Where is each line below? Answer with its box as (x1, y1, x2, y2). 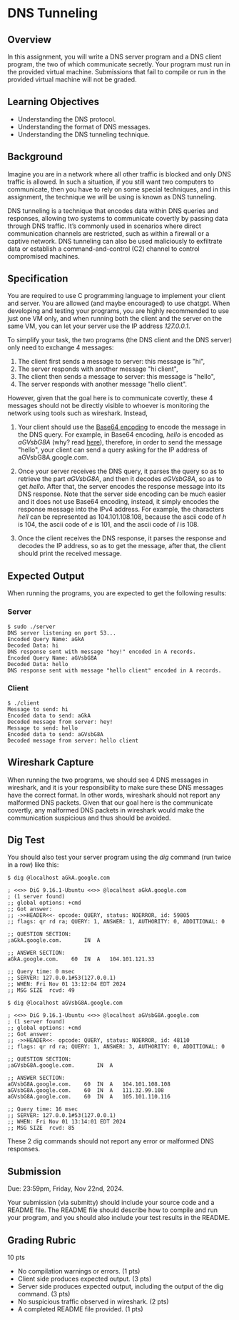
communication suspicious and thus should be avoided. (7, 813, 171, 822)
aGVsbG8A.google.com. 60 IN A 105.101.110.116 (7, 1093, 171, 1101)
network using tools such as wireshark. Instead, (7, 409, 148, 417)
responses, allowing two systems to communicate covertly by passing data (7, 214, 228, 222)
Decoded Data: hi (7, 642, 59, 649)
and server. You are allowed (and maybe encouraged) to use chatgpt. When (7, 299, 230, 308)
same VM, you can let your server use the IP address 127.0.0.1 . (7, 322, 190, 330)
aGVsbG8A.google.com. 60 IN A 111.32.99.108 (7, 1087, 164, 1094)
